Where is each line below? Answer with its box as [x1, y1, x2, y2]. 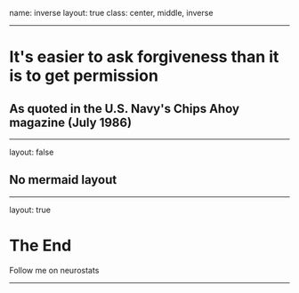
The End [9, 235, 72, 256]
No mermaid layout [9, 172, 117, 187]
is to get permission [9, 66, 158, 86]
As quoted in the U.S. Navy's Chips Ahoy [9, 101, 240, 116]
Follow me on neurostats [9, 265, 100, 275]
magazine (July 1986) [9, 115, 132, 130]
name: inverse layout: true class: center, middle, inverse [9, 8, 214, 18]
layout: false [9, 146, 54, 157]
